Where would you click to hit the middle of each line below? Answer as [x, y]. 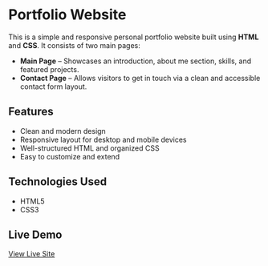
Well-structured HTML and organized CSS [89, 148]
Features [31, 112]
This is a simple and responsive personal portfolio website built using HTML [134, 37]
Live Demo [35, 234]
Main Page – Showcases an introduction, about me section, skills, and [136, 61]
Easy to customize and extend [70, 156]
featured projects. [49, 69]
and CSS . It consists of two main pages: [74, 45]
